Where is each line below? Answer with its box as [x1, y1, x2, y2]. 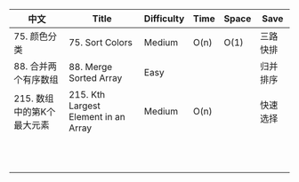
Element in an [68, 111, 126, 123]
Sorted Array [68, 72, 123, 83]
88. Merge [68, 61, 113, 73]
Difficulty [143, 12, 185, 25]
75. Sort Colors [68, 36, 133, 48]
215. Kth [68, 89, 106, 100]
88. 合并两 [13, 60, 58, 72]
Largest [68, 99, 101, 112]
